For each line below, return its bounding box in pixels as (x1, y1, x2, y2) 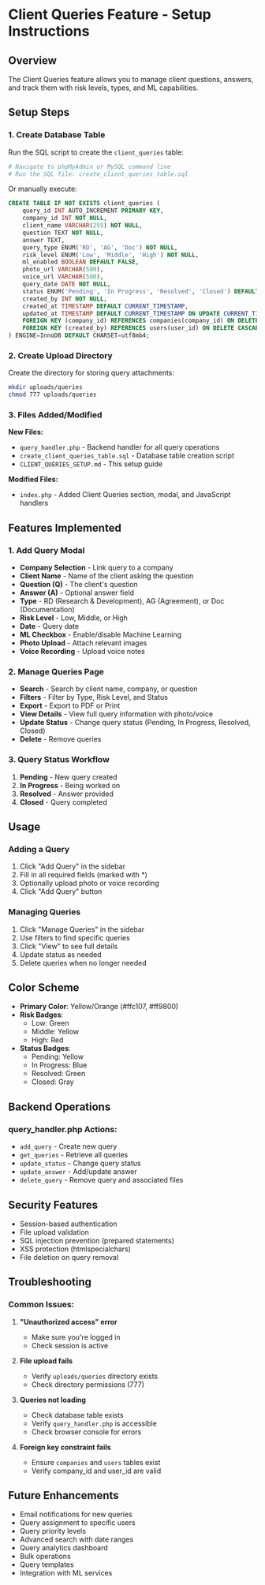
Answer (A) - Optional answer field (19, 588, 135, 597)
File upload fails (19, 1355, 73, 1366)
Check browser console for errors (31, 1426, 142, 1437)
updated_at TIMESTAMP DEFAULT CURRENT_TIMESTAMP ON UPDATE (22, 309, 221, 317)
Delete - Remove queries (19, 735, 102, 744)
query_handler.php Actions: (8, 1123, 118, 1135)
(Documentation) (19, 605, 75, 615)
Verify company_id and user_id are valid (31, 1466, 162, 1475)
